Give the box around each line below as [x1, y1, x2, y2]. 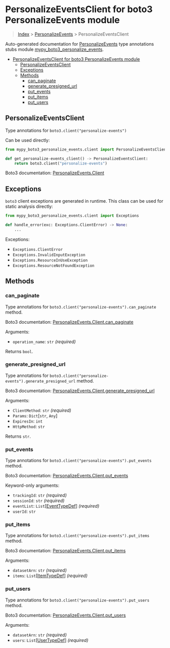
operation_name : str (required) [12, 338, 76, 345]
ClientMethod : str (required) [12, 407, 72, 413]
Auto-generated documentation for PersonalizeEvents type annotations [5, 41, 154, 47]
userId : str [12, 508, 36, 515]
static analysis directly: [5, 204, 53, 210]
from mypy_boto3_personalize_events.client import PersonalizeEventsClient [5, 147, 168, 152]
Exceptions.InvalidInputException [12, 252, 86, 257]
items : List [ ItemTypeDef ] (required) [12, 573, 88, 579]
